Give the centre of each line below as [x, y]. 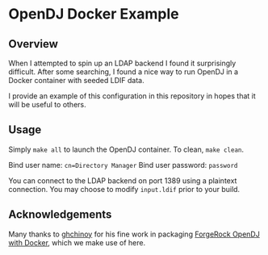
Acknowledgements [60, 215]
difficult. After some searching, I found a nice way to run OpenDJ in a [124, 72]
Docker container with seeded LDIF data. [77, 80]
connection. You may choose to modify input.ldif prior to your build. [124, 189]
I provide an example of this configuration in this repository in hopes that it [132, 96]
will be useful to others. [47, 105]
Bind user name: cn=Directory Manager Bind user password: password [123, 165]
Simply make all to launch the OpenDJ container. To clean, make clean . [126, 149]
